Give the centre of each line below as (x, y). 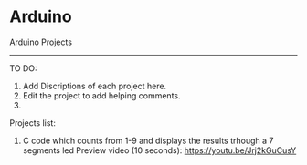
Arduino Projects (41, 42)
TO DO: (24, 68)
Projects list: (33, 123)
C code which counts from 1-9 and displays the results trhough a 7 (148, 140)
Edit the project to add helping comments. (101, 95)
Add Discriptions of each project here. (95, 86)
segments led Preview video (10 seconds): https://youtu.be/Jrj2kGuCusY (159, 150)
